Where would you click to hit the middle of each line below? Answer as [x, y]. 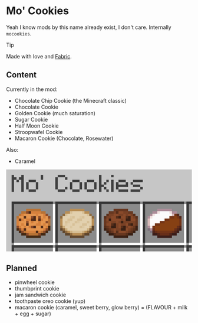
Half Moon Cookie [37, 126]
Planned [22, 268]
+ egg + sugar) [33, 314]
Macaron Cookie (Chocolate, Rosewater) [64, 138]
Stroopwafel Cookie [39, 132]
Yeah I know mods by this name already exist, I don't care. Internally [89, 27]
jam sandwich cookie [40, 295]
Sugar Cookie [31, 119]
